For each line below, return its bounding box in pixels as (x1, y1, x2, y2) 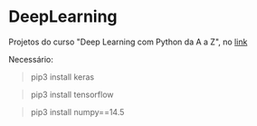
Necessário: (8, 53, 53, 64)
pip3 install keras (30, 71, 95, 82)
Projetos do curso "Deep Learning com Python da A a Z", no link (8, 36, 248, 47)
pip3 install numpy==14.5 (30, 106, 125, 117)
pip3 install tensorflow (30, 89, 114, 100)
